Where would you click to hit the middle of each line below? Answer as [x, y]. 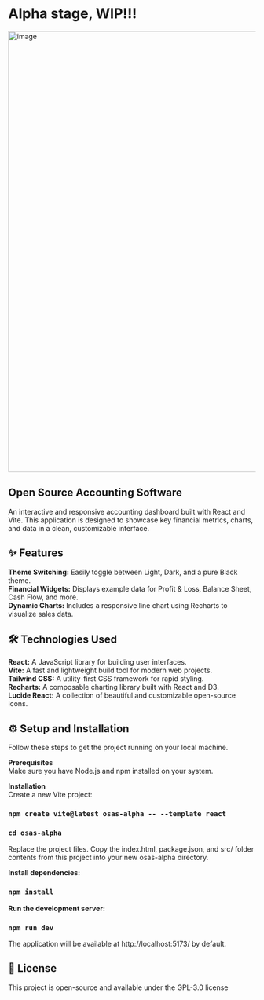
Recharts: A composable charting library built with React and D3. [114, 687]
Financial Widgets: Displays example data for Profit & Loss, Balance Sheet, [130, 588]
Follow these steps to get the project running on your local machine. [118, 748]
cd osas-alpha [35, 833]
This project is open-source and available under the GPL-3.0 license [118, 987]
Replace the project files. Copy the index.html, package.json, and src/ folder [131, 849]
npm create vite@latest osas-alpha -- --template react [117, 814]
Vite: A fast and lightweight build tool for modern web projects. [110, 670]
